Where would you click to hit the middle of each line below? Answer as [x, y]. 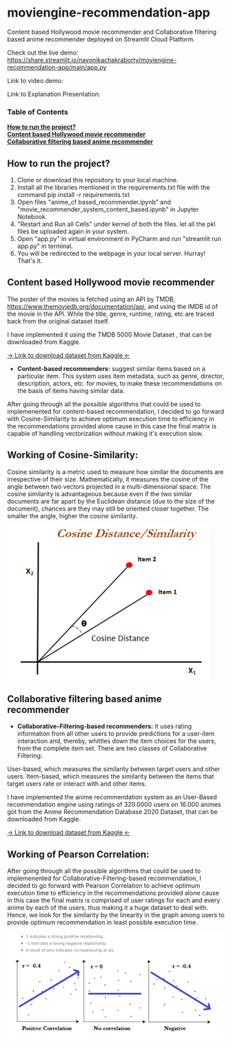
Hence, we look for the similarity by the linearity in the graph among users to [116, 915]
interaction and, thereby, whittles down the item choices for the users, [117, 741]
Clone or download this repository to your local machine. [98, 180]
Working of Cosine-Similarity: [73, 455]
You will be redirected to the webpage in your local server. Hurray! [111, 254]
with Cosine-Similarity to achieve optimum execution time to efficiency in [111, 419]
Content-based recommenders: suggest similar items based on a [111, 368]
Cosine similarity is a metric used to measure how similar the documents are [115, 472]
